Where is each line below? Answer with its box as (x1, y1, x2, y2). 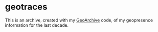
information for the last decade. (5, 22, 69, 28)
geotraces (5, 1, 47, 12)
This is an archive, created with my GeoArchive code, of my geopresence (5, 17, 153, 23)
